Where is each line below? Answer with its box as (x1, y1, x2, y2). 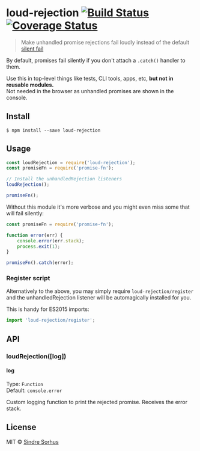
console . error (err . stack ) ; (17, 238, 85, 244)
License (6, 422, 37, 432)
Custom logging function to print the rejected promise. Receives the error (6, 398, 188, 405)
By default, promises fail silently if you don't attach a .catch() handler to (6, 57, 186, 64)
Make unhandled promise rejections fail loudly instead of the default (20, 38, 190, 46)
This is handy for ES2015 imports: (6, 305, 89, 313)
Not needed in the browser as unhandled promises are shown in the (6, 87, 174, 94)
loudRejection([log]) (6, 352, 67, 360)
